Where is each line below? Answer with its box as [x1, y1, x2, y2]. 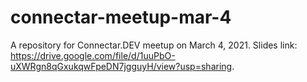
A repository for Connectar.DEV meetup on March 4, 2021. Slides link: [10, 39, 298, 51]
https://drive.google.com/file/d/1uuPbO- [10, 49, 176, 61]
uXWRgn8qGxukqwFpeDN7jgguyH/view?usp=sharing [10, 60, 233, 72]
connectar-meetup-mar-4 [10, 6, 232, 29]
